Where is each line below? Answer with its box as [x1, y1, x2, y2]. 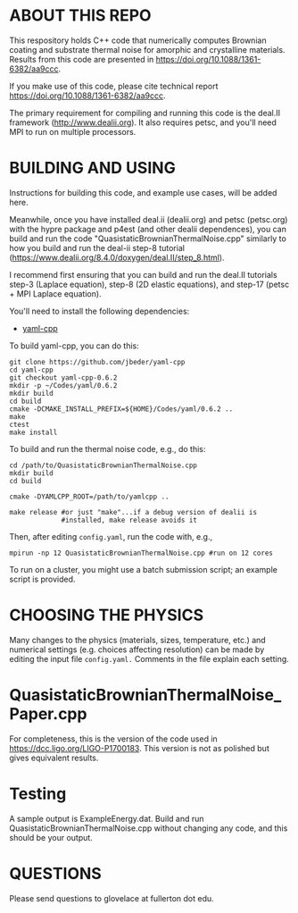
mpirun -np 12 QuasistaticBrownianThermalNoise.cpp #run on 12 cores [9, 549, 274, 557]
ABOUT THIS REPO [9, 5, 152, 26]
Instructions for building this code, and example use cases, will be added [9, 187, 277, 197]
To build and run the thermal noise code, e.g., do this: [9, 443, 206, 454]
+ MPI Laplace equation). [9, 288, 102, 299]
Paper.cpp [9, 704, 87, 724]
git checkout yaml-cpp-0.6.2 [9, 373, 118, 382]
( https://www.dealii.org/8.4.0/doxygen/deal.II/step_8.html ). [9, 252, 225, 263]
